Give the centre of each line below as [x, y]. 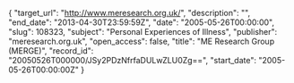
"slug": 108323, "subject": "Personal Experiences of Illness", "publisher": [143, 32]
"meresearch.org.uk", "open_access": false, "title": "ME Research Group [142, 41]
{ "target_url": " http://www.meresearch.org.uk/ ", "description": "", [130, 13]
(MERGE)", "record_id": [51, 51]
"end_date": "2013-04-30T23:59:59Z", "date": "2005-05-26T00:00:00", [142, 22]
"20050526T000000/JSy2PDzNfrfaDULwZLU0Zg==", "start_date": [133, 60]
